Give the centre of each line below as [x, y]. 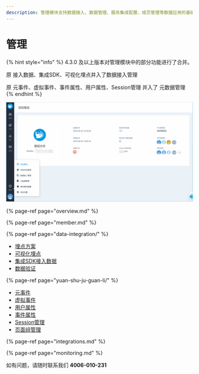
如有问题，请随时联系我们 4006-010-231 [56, 365]
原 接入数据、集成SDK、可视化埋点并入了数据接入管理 [72, 75]
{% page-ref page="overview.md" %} [52, 211]
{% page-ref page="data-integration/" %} [57, 234]
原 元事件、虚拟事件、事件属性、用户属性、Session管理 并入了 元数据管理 [96, 87]
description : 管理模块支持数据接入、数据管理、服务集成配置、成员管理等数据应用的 [96, 12]
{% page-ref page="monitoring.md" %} [54, 353]
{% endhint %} [24, 94]
